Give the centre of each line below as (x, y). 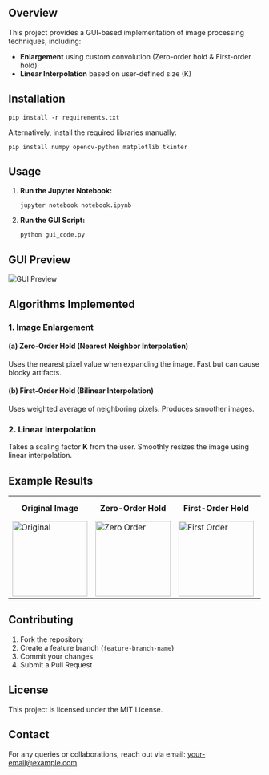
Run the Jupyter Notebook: (66, 191)
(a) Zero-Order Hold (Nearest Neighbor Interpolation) (98, 346)
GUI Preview (40, 260)
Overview (33, 13)
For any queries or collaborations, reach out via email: (97, 754)
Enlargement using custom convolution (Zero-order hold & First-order (135, 56)
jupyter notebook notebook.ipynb (76, 205)
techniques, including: (45, 41)
